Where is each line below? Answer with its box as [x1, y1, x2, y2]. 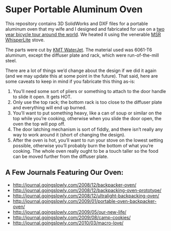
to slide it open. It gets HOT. [12, 94, 72, 100]
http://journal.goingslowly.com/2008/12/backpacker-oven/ [12, 181, 137, 188]
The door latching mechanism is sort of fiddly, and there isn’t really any [12, 126, 163, 132]
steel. [5, 57, 17, 63]
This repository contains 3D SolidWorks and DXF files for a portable [5, 20, 148, 27]
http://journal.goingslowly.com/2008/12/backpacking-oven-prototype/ [12, 187, 162, 193]
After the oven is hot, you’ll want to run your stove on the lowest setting [12, 137, 163, 143]
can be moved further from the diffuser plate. [12, 153, 109, 159]
